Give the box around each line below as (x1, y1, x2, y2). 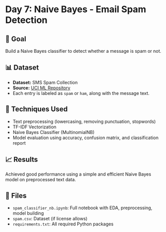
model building (12, 210, 44, 216)
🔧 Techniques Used (5, 105, 68, 114)
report (12, 140, 26, 146)
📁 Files (5, 191, 27, 200)
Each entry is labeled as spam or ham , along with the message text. (12, 90, 150, 96)
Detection (5, 14, 48, 26)
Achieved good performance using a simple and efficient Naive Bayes (5, 171, 151, 177)
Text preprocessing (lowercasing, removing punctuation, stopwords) (12, 118, 156, 124)
